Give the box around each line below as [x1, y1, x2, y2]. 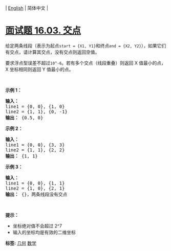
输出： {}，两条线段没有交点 [5, 191, 68, 197]
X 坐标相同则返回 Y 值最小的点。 [5, 66, 74, 72]
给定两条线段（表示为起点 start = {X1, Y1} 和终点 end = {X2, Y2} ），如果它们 [5, 42, 166, 49]
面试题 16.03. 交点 [5, 25, 81, 36]
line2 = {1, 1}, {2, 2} [5, 147, 65, 153]
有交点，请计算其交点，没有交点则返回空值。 [5, 49, 100, 55]
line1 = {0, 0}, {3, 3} [5, 142, 65, 148]
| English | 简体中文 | [5, 5, 49, 11]
